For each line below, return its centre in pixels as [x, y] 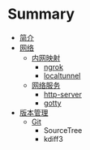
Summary [41, 14]
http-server [62, 94]
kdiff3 [54, 139]
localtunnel [62, 75]
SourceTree [63, 130]
